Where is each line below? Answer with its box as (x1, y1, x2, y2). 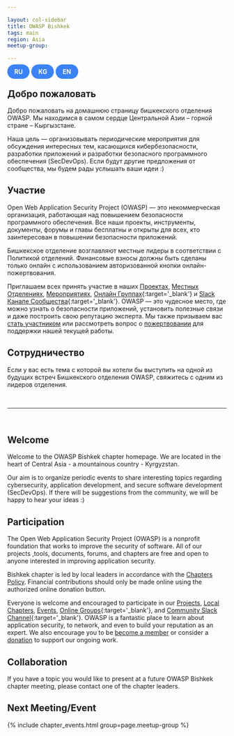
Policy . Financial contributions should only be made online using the (7, 577, 202, 587)
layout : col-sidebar (7, 16, 68, 23)
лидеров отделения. (7, 380, 68, 388)
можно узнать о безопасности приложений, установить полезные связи (7, 304, 224, 313)
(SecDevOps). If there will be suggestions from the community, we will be (7, 488, 218, 496)
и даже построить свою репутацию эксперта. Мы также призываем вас (7, 311, 223, 320)
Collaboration (7, 656, 68, 668)
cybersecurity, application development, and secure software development (7, 481, 223, 490)
